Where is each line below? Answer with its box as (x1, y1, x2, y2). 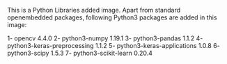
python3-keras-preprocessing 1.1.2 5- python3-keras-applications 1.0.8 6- (7, 42, 221, 49)
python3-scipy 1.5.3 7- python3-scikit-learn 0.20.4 (7, 49, 153, 57)
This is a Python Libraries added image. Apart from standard (7, 6, 181, 14)
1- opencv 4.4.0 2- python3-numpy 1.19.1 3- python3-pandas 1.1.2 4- (7, 34, 203, 42)
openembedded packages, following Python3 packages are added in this (7, 13, 217, 22)
